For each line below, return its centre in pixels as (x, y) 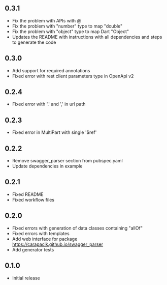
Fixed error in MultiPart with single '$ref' (54, 132)
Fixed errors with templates (41, 233)
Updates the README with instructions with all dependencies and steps (87, 37)
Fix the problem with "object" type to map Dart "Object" (71, 31)
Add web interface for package (45, 239)
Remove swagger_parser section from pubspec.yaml (67, 161)
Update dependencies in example (47, 166)
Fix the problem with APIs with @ (47, 20)
